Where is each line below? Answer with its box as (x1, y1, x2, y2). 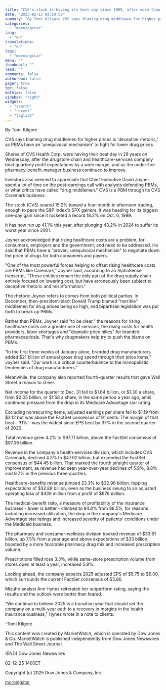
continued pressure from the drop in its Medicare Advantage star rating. (5, 399, 152, 405)
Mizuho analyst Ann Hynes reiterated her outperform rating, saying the (5, 586, 149, 591)
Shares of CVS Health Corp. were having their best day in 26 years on (5, 151, 148, 157)
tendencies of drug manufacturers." (5, 364, 78, 370)
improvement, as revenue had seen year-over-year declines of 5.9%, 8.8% (5, 465, 157, 471)
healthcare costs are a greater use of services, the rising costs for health (5, 323, 154, 329)
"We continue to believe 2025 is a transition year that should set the (5, 600, 143, 606)
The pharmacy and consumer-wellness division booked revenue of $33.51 (5, 531, 156, 537)
